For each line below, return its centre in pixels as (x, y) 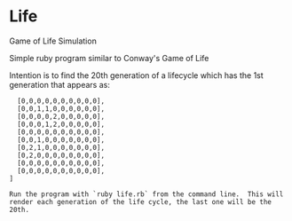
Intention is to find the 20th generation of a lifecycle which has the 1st (136, 75)
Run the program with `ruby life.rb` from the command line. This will (146, 194)
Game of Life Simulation (53, 41)
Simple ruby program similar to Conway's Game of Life (109, 58)
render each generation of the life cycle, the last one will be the (141, 201)
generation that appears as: (60, 84)
